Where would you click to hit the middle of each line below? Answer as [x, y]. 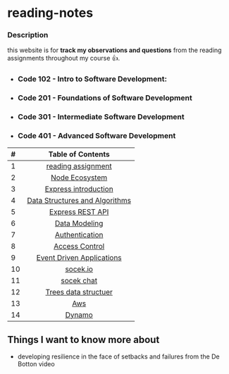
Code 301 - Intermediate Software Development [101, 117]
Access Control [79, 246]
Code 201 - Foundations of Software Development [105, 98]
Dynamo [79, 315]
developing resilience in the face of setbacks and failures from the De [118, 356]
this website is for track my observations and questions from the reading [114, 50]
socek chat [79, 280]
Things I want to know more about [83, 339]
